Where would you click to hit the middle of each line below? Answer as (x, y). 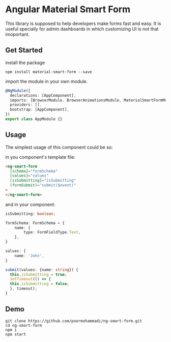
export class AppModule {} (34, 119)
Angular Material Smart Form (68, 9)
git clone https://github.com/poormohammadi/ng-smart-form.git (74, 321)
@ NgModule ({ (18, 91)
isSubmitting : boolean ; (31, 214)
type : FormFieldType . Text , (52, 233)
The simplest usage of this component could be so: (59, 147)
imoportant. (17, 34)
